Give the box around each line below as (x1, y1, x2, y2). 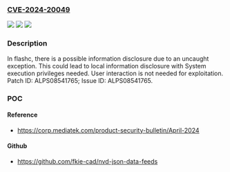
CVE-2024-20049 (7, 5, 70, 15)
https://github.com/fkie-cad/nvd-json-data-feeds (17, 157, 158, 165)
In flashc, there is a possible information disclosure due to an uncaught (7, 54, 209, 63)
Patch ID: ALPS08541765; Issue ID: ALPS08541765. (7, 76, 153, 84)
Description (7, 39, 48, 48)
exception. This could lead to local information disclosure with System (7, 61, 207, 70)
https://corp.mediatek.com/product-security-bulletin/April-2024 (17, 126, 200, 134)
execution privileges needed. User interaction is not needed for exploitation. (7, 69, 224, 77)
